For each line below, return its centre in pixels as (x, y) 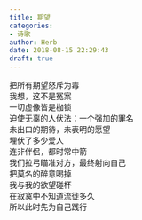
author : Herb (33, 42)
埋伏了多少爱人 (36, 140)
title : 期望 (30, 17)
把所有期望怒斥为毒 (44, 85)
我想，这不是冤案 (40, 96)
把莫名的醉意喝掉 (40, 173)
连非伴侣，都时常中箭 (48, 151)
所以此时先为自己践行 (48, 207)
